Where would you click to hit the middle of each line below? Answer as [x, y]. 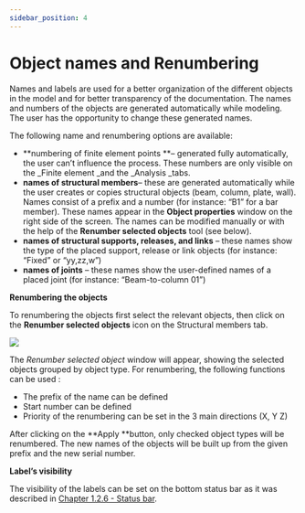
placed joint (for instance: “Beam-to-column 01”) [114, 279]
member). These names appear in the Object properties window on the [158, 211]
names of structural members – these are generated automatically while [158, 182]
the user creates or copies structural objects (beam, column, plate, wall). [159, 192]
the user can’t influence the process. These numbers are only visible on [158, 163]
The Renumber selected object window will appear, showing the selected [147, 359]
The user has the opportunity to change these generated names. [131, 118]
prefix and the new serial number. [73, 453]
